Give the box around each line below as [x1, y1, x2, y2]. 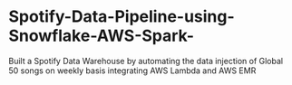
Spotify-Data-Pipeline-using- [8, 6, 235, 27]
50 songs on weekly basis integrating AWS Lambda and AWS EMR [8, 65, 257, 76]
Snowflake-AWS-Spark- [8, 25, 195, 46]
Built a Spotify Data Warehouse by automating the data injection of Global [8, 55, 283, 66]
